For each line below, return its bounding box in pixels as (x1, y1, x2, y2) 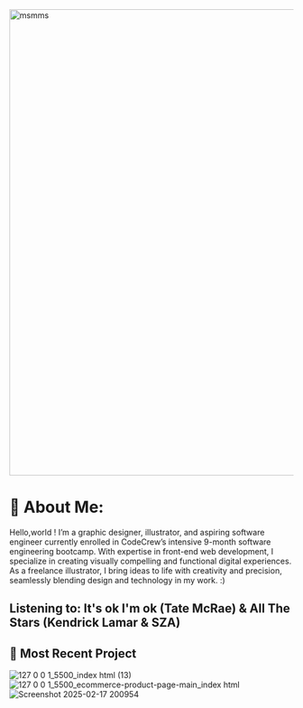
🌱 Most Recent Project (9, 646, 137, 661)
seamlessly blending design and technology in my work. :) (9, 574, 225, 585)
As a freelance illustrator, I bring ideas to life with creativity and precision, (9, 564, 282, 576)
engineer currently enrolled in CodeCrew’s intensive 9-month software (9, 536, 271, 547)
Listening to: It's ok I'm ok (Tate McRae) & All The (9, 601, 290, 617)
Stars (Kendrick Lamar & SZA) (9, 615, 181, 630)
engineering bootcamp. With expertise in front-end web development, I (9, 545, 273, 556)
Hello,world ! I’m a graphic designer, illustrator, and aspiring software (9, 526, 265, 537)
